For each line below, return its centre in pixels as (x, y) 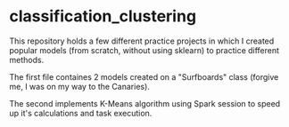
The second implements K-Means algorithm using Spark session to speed (145, 103)
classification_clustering (103, 16)
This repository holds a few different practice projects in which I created (142, 41)
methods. (27, 60)
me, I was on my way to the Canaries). (79, 86)
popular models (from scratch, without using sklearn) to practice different (144, 50)
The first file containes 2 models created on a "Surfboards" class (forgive (144, 76)
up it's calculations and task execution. (81, 113)
